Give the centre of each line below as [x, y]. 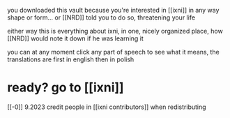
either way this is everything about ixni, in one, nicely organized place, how [115, 31]
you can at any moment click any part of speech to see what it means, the [113, 52]
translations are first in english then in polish [71, 59]
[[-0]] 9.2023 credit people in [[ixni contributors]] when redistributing [107, 107]
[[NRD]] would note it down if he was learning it [76, 38]
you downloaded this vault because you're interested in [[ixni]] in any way [113, 10]
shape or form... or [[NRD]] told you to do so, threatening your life [101, 17]
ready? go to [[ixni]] [66, 88]
